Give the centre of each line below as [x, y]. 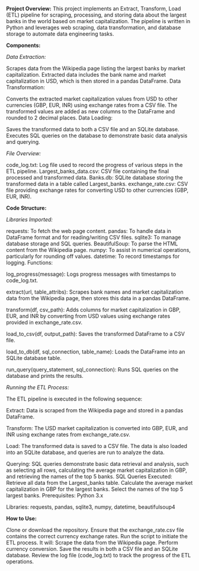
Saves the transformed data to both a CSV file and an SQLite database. [93, 129]
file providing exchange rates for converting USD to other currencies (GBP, [97, 190]
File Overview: [24, 153]
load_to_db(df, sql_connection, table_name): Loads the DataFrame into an [96, 352]
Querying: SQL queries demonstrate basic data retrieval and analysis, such [97, 464]
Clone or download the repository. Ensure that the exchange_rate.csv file [95, 530]
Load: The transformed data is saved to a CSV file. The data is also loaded [97, 446]
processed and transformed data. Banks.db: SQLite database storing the [95, 177]
